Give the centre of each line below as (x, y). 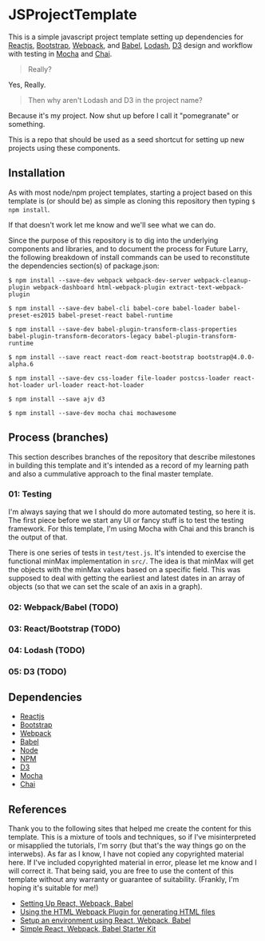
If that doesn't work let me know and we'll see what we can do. (112, 224)
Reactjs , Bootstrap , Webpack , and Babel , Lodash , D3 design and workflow (131, 45)
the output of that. (38, 537)
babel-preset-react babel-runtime (116, 315)
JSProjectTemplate (73, 15)
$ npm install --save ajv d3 (57, 399)
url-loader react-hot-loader (96, 385)
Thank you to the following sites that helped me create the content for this (130, 828)
